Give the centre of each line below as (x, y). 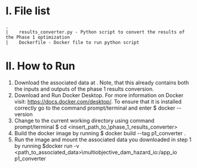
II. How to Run (41, 66)
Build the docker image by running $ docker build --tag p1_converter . (100, 133)
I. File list (28, 11)
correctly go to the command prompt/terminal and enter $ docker (95, 108)
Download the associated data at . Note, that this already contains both (101, 82)
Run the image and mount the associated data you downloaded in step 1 (103, 139)
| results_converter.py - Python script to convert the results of (95, 32)
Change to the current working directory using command (84, 120)
